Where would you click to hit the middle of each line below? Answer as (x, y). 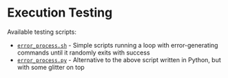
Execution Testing (60, 13)
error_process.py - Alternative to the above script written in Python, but (119, 59)
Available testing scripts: (42, 32)
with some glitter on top (51, 67)
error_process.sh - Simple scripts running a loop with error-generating (117, 45)
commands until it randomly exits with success (83, 52)
